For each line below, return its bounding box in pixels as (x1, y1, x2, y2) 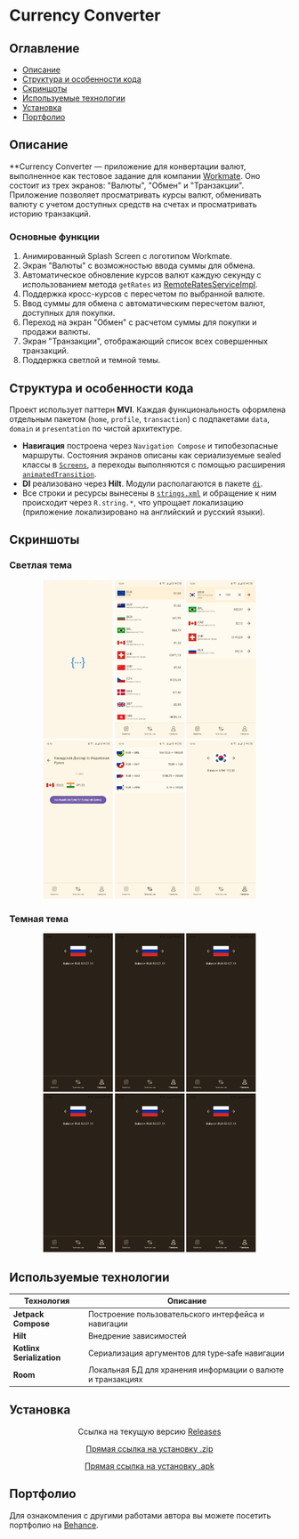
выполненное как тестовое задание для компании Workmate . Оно (9, 170, 261, 181)
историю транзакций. (9, 208, 92, 219)
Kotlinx (12, 1343, 40, 1354)
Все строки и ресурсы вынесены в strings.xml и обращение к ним (21, 487, 278, 498)
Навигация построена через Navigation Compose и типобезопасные (21, 440, 279, 450)
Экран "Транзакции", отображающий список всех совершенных (21, 336, 269, 347)
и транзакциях (87, 1374, 143, 1385)
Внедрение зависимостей (87, 1330, 187, 1341)
